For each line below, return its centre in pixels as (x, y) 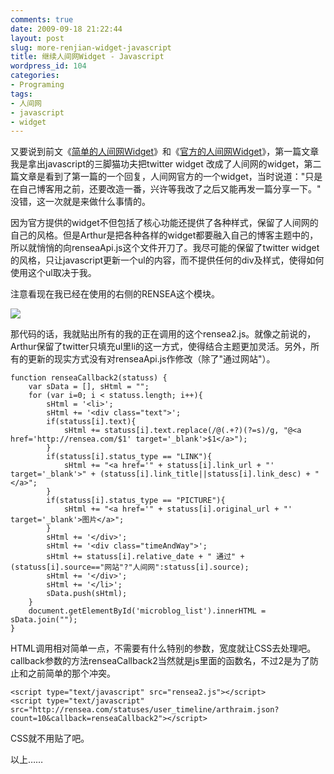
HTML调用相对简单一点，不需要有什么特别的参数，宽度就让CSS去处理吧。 (163, 648)
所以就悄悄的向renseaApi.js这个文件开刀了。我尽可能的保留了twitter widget (165, 248)
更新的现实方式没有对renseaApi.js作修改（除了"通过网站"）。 (151, 359)
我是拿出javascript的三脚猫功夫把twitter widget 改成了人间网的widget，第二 (166, 164)
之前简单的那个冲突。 (71, 673)
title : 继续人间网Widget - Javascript (87, 57)
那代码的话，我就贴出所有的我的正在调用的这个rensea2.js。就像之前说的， (163, 334)
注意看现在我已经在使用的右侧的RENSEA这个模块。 (115, 294)
